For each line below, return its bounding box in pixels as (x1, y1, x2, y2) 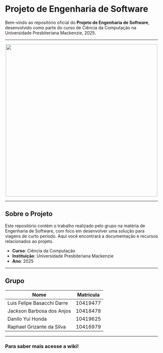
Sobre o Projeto (5, 210, 53, 218)
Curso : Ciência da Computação (12, 248, 76, 254)
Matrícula (77, 291, 100, 298)
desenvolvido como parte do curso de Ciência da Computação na (5, 24, 137, 30)
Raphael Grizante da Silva (7, 323, 66, 330)
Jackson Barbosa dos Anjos (7, 307, 71, 314)
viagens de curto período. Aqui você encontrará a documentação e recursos (5, 233, 158, 239)
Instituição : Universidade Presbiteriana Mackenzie (12, 253, 114, 259)
